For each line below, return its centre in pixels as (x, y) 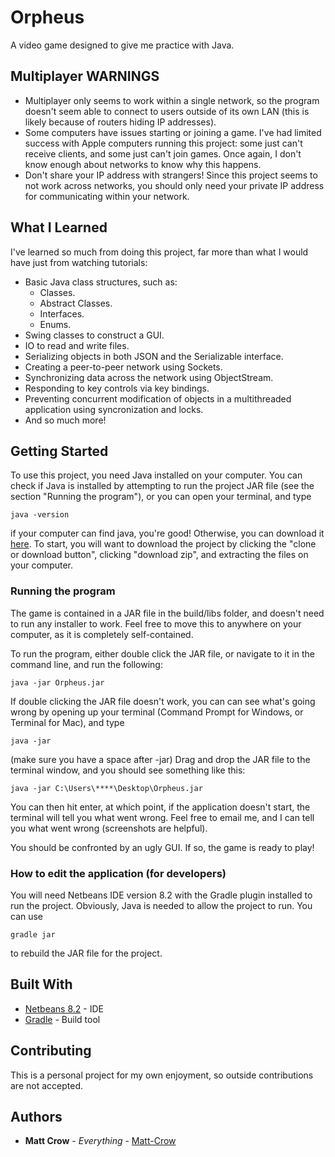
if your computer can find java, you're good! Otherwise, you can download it (167, 533)
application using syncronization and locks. (114, 409)
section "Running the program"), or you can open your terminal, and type (161, 497)
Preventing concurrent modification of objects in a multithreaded (158, 398)
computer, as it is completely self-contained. (102, 634)
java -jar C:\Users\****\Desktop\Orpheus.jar (106, 788)
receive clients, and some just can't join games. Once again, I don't (163, 153)
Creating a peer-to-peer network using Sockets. (123, 367)
